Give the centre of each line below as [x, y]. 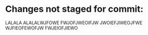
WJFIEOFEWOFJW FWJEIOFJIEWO [42, 28]
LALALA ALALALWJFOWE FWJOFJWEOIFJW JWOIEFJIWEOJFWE [74, 23]
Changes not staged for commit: [74, 9]
